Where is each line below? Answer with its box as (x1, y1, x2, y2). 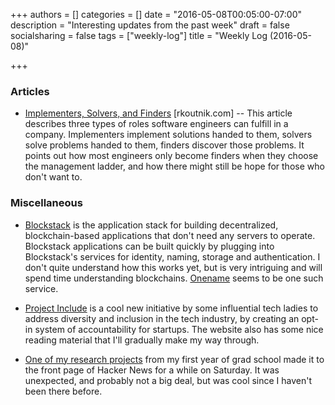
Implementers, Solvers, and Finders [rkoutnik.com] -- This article (24, 107, 293, 119)
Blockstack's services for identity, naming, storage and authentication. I (24, 250, 321, 263)
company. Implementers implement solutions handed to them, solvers (24, 129, 313, 141)
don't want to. (24, 171, 83, 183)
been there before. (24, 385, 103, 397)
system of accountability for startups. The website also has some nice (34, 323, 324, 335)
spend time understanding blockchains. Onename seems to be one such (24, 272, 324, 284)
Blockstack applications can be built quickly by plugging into (24, 240, 275, 252)
